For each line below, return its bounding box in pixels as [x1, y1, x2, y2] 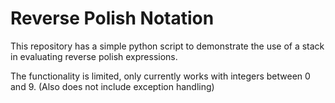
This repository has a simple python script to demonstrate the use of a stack [10, 40, 325, 52]
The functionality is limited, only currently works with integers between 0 [10, 70, 311, 82]
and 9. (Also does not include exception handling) [10, 80, 215, 92]
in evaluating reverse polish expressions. [10, 50, 178, 62]
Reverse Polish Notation [10, 7, 215, 30]
